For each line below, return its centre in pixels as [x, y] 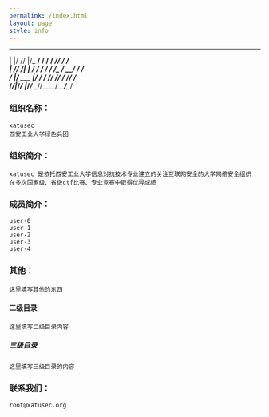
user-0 [20, 221]
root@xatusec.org [38, 405]
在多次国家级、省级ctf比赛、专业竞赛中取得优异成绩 [83, 182]
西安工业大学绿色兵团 [39, 134]
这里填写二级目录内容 [39, 327]
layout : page [31, 23]
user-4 [20, 249]
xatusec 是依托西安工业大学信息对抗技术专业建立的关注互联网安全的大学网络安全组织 [131, 174]
